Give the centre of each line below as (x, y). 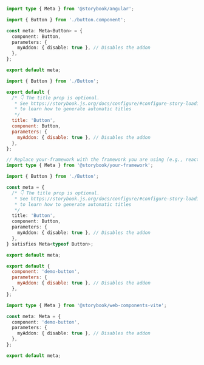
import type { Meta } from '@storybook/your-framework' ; (80, 165)
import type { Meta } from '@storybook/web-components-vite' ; (87, 305)
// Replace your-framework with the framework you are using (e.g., (95, 160)
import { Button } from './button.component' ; (66, 19)
